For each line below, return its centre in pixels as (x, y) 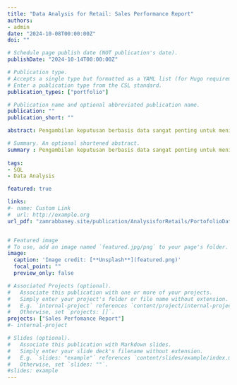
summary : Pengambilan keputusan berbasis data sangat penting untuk (112, 150)
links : (17, 202)
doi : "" (19, 40)
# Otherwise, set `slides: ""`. (58, 365)
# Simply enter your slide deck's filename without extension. (105, 351)
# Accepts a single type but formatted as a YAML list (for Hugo (105, 78)
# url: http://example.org (49, 215)
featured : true (30, 189)
